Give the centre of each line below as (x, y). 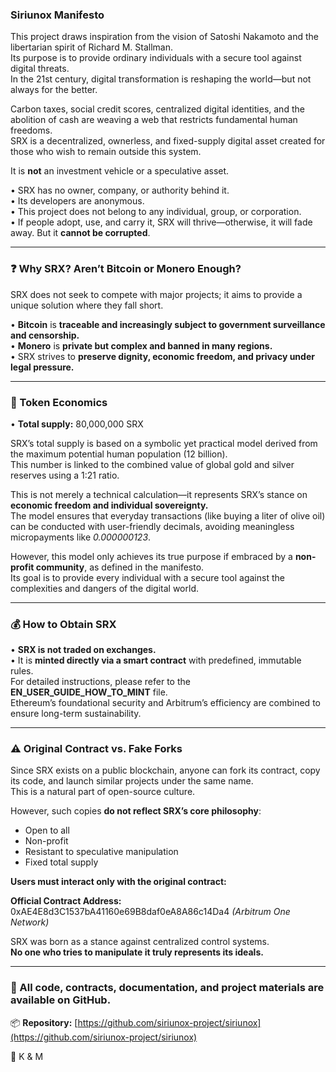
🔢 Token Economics (59, 402)
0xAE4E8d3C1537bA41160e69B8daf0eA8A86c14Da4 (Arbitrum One (150, 912)
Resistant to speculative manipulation (101, 852)
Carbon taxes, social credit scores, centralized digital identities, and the (157, 109)
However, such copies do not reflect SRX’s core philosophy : (136, 811)
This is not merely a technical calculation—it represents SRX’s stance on (159, 494)
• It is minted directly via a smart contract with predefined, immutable (156, 660)
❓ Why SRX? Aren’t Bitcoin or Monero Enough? (126, 269)
